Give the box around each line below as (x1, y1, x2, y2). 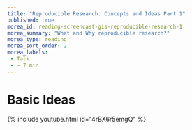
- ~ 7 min (10, 62, 39, 69)
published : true (7, 17, 54, 24)
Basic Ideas (7, 92, 75, 108)
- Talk (10, 56, 30, 63)
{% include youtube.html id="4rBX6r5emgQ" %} (7, 115, 147, 123)
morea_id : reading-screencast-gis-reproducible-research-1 (7, 23, 183, 30)
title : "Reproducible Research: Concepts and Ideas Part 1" (7, 10, 186, 17)
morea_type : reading (7, 36, 68, 43)
